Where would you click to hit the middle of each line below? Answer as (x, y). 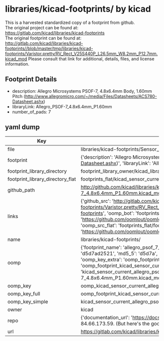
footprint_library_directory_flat (42, 179)
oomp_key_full (24, 294)
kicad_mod (16, 59)
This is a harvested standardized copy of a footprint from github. (70, 22)
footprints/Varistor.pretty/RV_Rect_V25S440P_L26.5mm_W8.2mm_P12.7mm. (82, 53)
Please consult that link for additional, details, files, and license (91, 59)
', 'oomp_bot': (119, 213)
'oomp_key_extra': (101, 260)
